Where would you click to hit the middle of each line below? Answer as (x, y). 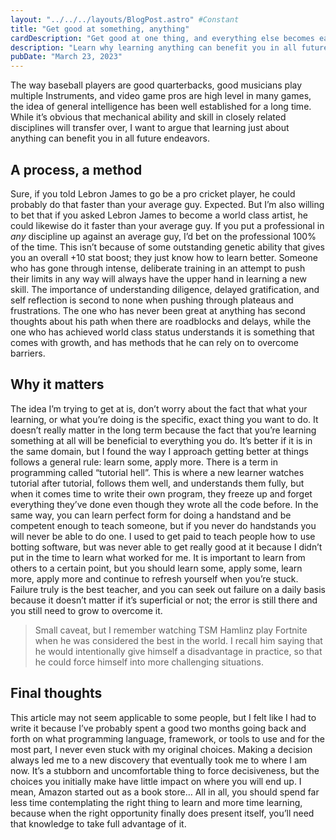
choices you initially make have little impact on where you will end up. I (156, 781)
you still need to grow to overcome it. (86, 610)
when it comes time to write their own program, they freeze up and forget (161, 493)
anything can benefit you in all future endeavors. (110, 138)
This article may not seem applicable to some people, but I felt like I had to (163, 717)
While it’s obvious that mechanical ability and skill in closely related (148, 117)
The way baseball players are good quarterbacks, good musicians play (156, 85)
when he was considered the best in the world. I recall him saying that (178, 640)
